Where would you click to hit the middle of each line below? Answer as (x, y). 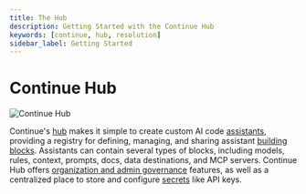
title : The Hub (38, 18)
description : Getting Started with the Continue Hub (112, 26)
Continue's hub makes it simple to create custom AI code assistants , (138, 131)
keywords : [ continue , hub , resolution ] (85, 35)
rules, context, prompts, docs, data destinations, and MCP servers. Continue (153, 160)
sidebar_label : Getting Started (71, 43)
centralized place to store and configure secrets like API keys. (126, 179)
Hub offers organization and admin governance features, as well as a (139, 170)
